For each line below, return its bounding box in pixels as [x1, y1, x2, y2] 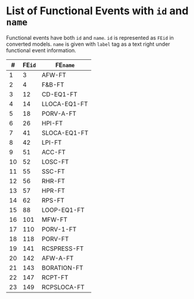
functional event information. [6, 46, 77, 54]
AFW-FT [41, 71, 66, 79]
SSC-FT [41, 167, 65, 176]
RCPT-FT [41, 273, 69, 281]
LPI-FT [41, 138, 62, 147]
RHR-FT [41, 177, 65, 185]
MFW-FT [41, 215, 68, 224]
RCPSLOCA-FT [41, 283, 85, 291]
